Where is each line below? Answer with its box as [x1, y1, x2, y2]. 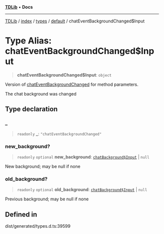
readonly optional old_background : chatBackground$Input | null [17, 187, 147, 193]
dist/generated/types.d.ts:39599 [5, 223, 71, 229]
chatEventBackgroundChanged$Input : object [17, 72, 112, 78]
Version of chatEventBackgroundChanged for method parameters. [5, 81, 139, 87]
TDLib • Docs [5, 4, 33, 10]
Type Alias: [5, 35, 52, 46]
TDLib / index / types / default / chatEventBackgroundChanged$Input [5, 18, 145, 24]
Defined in [5, 210, 38, 218]
